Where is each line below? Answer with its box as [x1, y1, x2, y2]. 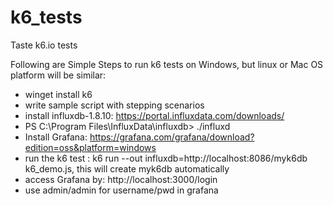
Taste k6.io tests [10, 39, 78, 51]
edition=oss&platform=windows [24, 141, 157, 153]
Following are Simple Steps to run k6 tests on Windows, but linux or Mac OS [10, 58, 324, 70]
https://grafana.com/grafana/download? [89, 131, 255, 143]
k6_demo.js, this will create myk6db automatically [24, 162, 230, 175]
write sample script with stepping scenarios [24, 99, 205, 111]
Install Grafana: [24, 131, 88, 143]
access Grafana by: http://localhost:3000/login [24, 173, 218, 185]
